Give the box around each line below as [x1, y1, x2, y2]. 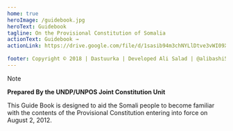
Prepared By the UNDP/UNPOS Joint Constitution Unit [7, 87, 166, 96]
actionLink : [7, 42, 42, 49]
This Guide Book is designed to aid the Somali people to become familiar [7, 101, 215, 110]
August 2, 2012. [7, 116, 52, 124]
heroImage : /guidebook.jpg [7, 17, 85, 24]
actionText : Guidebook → [7, 36, 79, 43]
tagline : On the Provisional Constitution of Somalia [7, 29, 166, 37]
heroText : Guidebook [7, 23, 67, 30]
